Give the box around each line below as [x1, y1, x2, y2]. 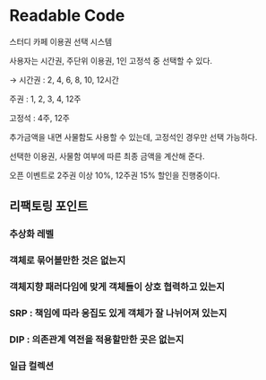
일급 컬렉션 [9, 359, 55, 372]
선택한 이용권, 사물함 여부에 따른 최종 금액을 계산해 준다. [9, 150, 205, 162]
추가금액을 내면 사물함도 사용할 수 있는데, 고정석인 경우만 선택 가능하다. [9, 131, 258, 142]
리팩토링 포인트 [9, 199, 89, 214]
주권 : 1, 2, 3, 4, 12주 [9, 93, 82, 104]
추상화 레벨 [9, 228, 55, 241]
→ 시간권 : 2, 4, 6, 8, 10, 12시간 [9, 74, 119, 85]
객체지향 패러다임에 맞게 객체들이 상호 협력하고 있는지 [9, 280, 226, 293]
